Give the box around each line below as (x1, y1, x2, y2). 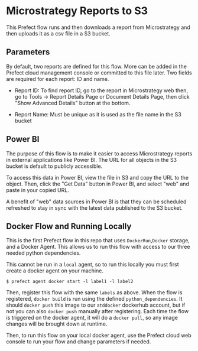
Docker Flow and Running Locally (6, 221, 132, 231)
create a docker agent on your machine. (6, 267, 103, 274)
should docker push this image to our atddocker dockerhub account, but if (6, 301, 186, 308)
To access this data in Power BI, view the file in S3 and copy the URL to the (6, 174, 189, 181)
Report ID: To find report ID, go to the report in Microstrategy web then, (14, 87, 188, 94)
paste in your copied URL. (6, 186, 69, 193)
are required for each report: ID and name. (6, 75, 109, 82)
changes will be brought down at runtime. (6, 320, 108, 327)
